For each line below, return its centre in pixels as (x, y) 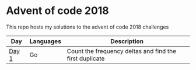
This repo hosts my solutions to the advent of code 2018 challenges (87, 27)
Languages (45, 41)
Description (127, 41)
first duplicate (86, 58)
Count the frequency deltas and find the (122, 51)
